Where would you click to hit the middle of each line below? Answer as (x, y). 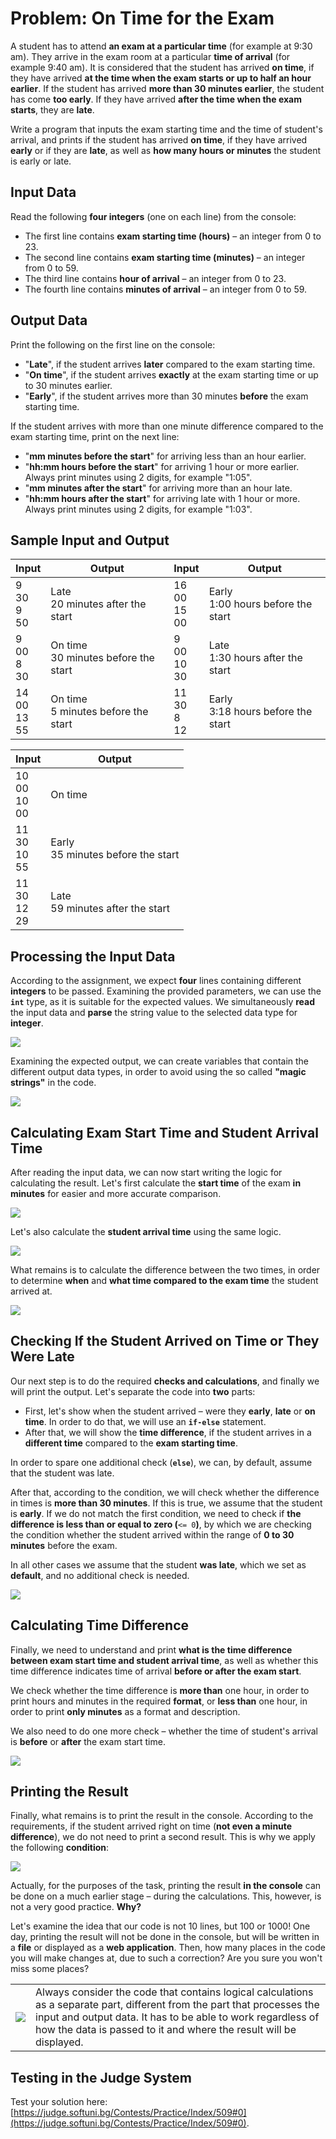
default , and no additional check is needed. (100, 1575)
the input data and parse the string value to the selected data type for (154, 1013)
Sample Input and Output (90, 540)
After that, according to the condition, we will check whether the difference (165, 1492)
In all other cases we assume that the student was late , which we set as (158, 1564)
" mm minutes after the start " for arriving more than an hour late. (158, 488)
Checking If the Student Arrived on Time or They (165, 1341)
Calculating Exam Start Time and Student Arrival (164, 1132)
